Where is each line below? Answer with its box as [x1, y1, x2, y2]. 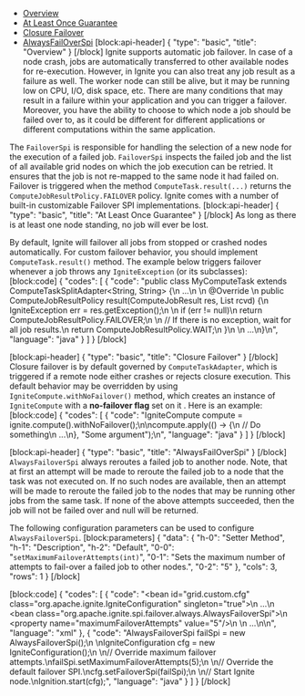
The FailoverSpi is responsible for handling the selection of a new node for [9, 141, 292, 152]
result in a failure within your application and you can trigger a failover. [22, 95, 288, 106]
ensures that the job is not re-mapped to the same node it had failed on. [9, 171, 280, 182]
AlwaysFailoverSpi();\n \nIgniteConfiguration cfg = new [9, 638, 216, 648]
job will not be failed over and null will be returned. [9, 505, 198, 515]
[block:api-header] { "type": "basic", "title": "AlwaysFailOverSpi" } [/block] [9, 447, 287, 457]
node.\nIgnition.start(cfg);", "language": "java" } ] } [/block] [9, 676, 231, 687]
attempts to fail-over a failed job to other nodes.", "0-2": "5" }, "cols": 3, [9, 561, 278, 572]
